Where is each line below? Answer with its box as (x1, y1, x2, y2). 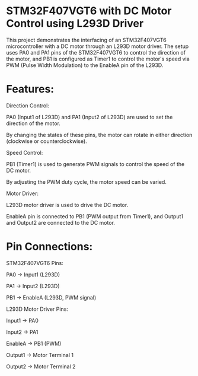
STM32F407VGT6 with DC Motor (6, 4, 172, 18)
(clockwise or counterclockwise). (6, 138, 87, 145)
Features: (6, 82, 55, 96)
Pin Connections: (6, 240, 93, 253)
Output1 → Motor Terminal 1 (6, 351, 74, 358)
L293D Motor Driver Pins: (6, 305, 68, 313)
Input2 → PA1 (6, 328, 39, 336)
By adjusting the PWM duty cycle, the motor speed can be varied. (6, 178, 167, 185)
